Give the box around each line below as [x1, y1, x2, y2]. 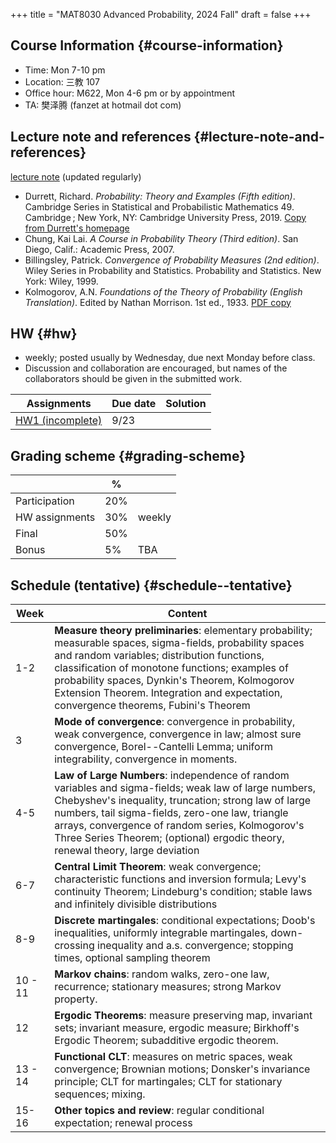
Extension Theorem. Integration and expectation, [54, 686, 283, 700]
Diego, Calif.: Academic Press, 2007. [24, 243, 175, 255]
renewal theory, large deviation [54, 844, 200, 858]
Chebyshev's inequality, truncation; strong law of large [54, 794, 312, 808]
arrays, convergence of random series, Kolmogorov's [54, 819, 305, 833]
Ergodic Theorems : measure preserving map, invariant [54, 1009, 313, 1023]
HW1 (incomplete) [15, 414, 103, 428]
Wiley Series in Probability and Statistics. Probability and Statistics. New [24, 264, 322, 276]
